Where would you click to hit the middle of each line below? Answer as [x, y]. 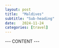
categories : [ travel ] [27, 28]
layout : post [18, 9]
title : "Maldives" [24, 14]
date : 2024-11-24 [24, 23]
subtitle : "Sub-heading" [30, 18]
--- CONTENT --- [22, 41]
